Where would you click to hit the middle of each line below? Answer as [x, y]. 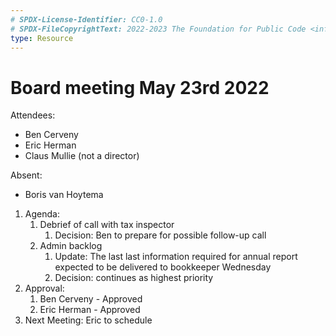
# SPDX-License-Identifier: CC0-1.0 [86, 19]
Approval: [44, 288]
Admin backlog [71, 246]
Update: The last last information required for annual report [176, 257]
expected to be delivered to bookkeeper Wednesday [163, 267]
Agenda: [42, 214]
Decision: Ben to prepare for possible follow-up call [160, 235]
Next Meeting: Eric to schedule [88, 320]
